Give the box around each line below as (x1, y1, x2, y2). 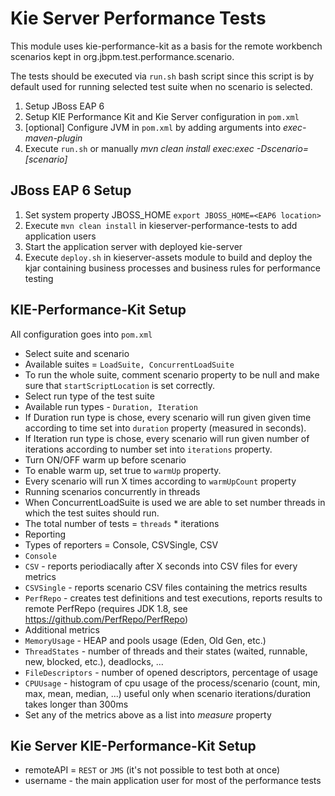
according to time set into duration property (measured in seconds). (24, 422, 307, 434)
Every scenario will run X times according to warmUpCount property (24, 475, 297, 487)
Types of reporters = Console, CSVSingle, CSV (24, 538, 219, 551)
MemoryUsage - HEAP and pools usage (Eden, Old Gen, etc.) (24, 634, 267, 646)
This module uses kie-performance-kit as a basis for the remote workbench (10, 40, 323, 52)
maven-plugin (24, 132, 83, 144)
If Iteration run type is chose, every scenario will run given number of (24, 432, 310, 444)
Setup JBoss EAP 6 (24, 100, 105, 112)
